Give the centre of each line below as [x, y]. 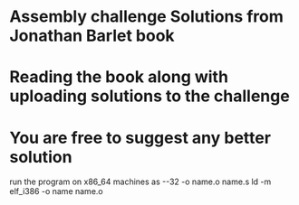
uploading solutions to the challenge [149, 96]
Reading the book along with [119, 77]
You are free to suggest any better [140, 138]
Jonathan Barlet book [92, 36]
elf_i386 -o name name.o [56, 191]
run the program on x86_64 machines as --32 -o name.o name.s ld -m [140, 182]
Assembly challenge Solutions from [146, 17]
